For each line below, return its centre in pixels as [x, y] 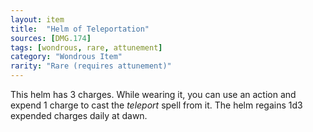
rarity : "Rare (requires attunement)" [91, 66]
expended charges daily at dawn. [79, 115]
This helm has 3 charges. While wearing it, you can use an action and [153, 94]
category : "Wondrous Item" [66, 57]
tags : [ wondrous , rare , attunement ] [86, 47]
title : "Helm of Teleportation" [80, 29]
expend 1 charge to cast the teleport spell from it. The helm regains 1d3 [156, 105]
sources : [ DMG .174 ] [51, 38]
